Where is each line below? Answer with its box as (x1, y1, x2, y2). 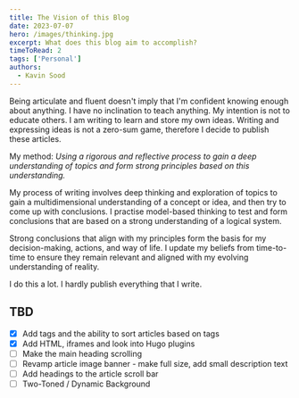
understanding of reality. (9, 261, 100, 272)
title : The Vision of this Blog (9, 12, 129, 22)
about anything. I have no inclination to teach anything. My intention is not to (9, 104, 290, 116)
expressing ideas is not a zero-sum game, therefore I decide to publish (9, 124, 270, 135)
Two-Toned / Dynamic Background (21, 378, 151, 389)
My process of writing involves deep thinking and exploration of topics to (9, 187, 278, 197)
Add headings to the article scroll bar (21, 368, 159, 379)
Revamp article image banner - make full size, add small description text (21, 358, 288, 369)
